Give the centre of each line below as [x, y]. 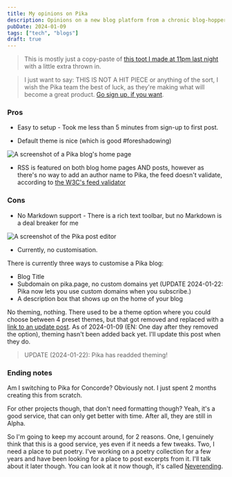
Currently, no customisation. [57, 249]
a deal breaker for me [48, 223]
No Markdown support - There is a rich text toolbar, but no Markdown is [119, 215]
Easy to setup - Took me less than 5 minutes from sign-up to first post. [118, 127]
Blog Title [31, 276]
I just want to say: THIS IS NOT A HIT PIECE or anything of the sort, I [121, 80]
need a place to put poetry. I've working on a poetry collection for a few [109, 451]
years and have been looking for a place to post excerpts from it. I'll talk [109, 459]
